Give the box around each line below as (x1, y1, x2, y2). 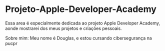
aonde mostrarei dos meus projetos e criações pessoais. (5, 25, 122, 31)
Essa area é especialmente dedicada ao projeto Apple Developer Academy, (5, 20, 160, 26)
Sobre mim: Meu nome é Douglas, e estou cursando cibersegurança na (5, 35, 152, 41)
